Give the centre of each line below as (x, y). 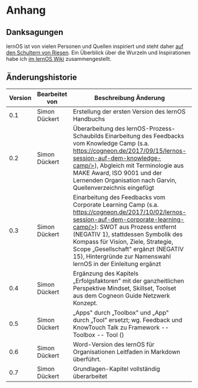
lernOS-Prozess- (151, 128)
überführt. (87, 359)
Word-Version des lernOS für (114, 344)
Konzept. (85, 303)
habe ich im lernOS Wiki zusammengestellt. (59, 59)
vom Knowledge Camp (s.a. (111, 143)
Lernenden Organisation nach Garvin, (125, 180)
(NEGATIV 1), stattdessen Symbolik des (128, 234)
